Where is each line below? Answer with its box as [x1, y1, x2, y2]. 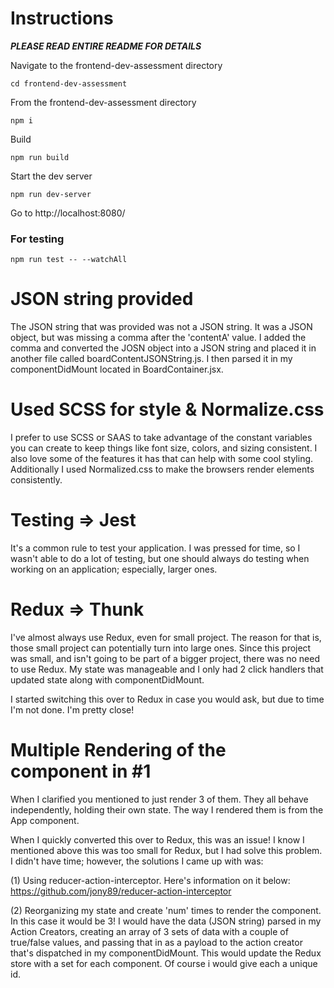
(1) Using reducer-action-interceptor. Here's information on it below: [10, 874, 291, 886]
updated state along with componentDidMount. [10, 673, 205, 686]
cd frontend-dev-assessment [10, 78, 128, 89]
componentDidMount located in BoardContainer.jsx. [10, 363, 224, 376]
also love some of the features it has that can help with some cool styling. [10, 453, 314, 465]
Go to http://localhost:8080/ [10, 207, 126, 219]
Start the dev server [10, 170, 93, 182]
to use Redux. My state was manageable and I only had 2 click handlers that [10, 663, 324, 675]
